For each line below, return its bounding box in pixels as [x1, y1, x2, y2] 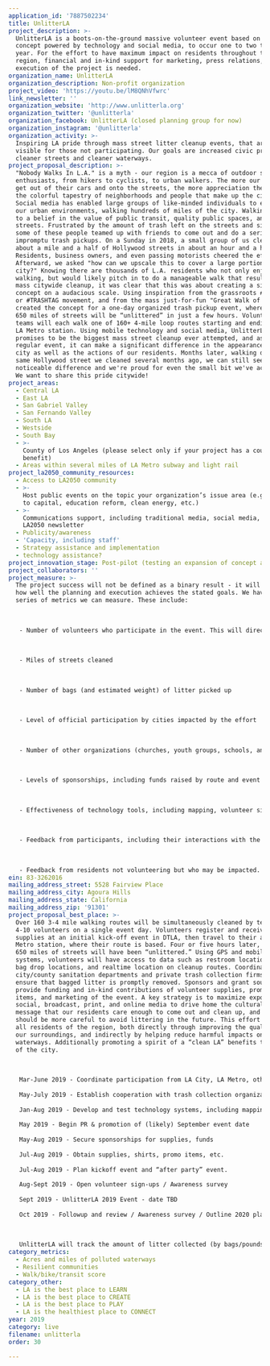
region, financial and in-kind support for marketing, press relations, [15, 57, 264, 65]
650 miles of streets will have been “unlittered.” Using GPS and [15, 949, 243, 957]
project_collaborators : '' [8, 566, 99, 575]
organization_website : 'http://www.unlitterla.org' [8, 102, 185, 110]
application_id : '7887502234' [8, 11, 110, 20]
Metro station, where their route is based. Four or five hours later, [15, 940, 261, 949]
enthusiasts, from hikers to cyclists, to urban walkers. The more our [15, 176, 261, 185]
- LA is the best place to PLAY [15, 1301, 125, 1309]
